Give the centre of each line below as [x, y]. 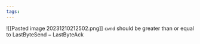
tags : [13, 11]
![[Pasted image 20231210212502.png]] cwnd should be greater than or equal [100, 28]
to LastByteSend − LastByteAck [45, 34]
